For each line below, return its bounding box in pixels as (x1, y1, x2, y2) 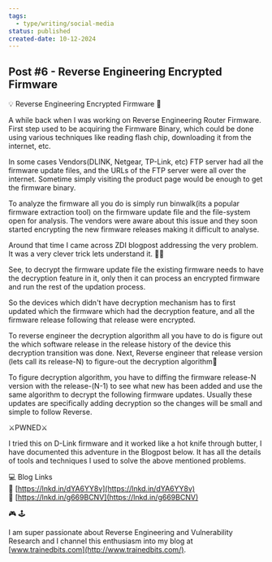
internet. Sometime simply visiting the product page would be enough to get (8, 174, 263, 184)
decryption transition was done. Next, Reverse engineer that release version (8, 348, 263, 358)
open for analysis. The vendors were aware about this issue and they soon (8, 216, 258, 226)
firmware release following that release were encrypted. (8, 315, 196, 325)
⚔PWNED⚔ (8, 423, 48, 433)
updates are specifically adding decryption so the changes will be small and (8, 399, 262, 408)
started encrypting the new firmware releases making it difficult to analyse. (8, 224, 260, 234)
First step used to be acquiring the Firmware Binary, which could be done (8, 124, 254, 134)
